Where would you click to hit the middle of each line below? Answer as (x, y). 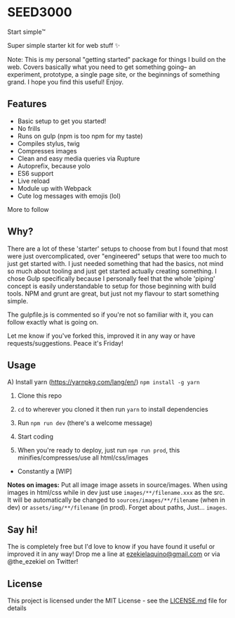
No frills (29, 128)
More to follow (28, 209)
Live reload (34, 181)
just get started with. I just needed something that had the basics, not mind (115, 263)
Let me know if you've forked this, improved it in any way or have (101, 336)
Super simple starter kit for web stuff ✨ (64, 45)
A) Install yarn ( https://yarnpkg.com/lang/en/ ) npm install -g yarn (103, 382)
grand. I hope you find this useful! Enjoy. (66, 82)
